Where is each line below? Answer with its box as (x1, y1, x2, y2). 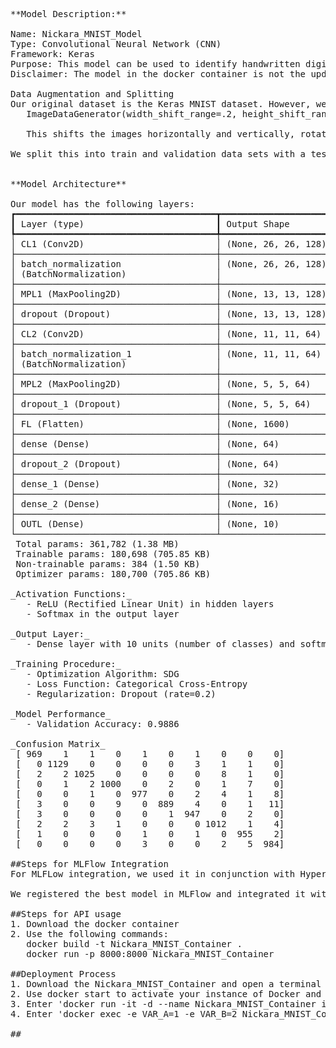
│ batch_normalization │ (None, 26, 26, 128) (10, 259, 327, 269)
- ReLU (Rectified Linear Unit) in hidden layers (26, 599, 275, 609)
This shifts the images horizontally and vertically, (26, 129, 296, 139)
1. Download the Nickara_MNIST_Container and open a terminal (10, 979, 322, 989)
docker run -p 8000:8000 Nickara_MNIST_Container (26, 949, 275, 959)
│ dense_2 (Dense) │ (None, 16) (10, 499, 280, 509)
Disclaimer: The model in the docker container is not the (10, 69, 307, 79)
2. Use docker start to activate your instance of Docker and (10, 989, 322, 999)
